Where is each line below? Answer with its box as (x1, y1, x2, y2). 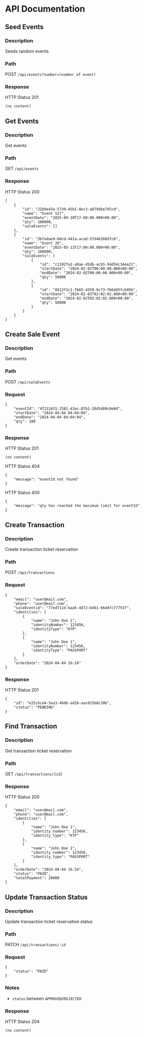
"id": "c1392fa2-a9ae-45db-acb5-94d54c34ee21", (39, 262, 138, 267)
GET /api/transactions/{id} (5, 771, 63, 777)
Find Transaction (5, 722, 57, 730)
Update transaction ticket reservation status (5, 918, 93, 924)
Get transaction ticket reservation (5, 748, 72, 754)
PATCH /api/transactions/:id (5, 942, 66, 948)
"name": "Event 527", (22, 211, 66, 216)
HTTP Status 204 (5, 1019, 40, 1024)
